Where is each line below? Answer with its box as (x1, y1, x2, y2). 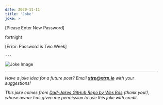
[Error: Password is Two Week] (5, 43, 67, 49)
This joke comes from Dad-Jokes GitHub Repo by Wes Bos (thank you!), (5, 90, 149, 95)
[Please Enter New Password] (5, 25, 65, 30)
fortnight (5, 34, 23, 40)
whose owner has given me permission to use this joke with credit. (5, 94, 138, 100)
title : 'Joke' (5, 12, 34, 16)
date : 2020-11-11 (5, 7, 40, 12)
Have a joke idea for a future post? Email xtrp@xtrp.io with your (5, 75, 134, 81)
